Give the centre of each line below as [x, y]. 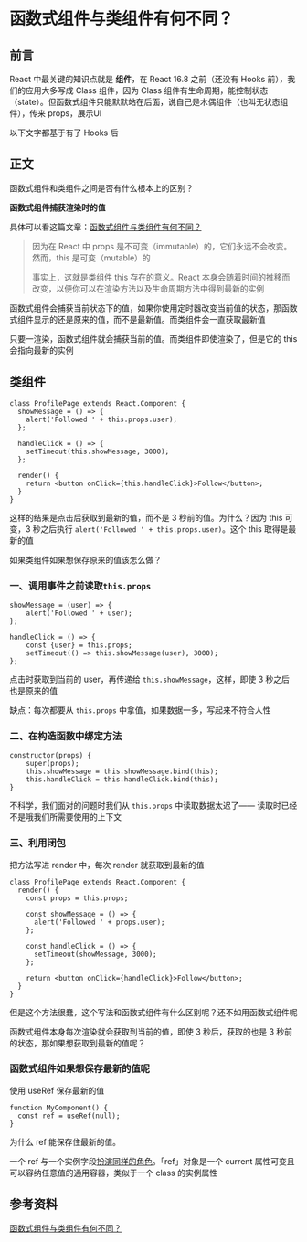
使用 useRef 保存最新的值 [57, 1090]
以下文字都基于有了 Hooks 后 [64, 133]
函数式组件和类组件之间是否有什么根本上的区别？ [101, 187]
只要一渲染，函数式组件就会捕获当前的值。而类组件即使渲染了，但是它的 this [153, 338]
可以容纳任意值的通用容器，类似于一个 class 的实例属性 [113, 1173]
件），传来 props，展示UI [56, 113]
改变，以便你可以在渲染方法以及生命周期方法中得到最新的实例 [148, 288]
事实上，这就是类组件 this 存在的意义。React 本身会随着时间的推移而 [161, 277]
